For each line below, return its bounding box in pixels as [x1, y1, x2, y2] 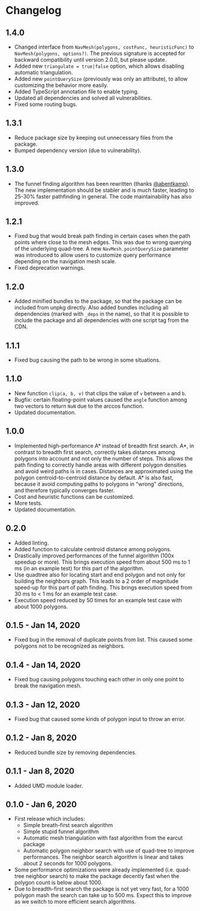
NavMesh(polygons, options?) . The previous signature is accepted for [14, 50, 186, 57]
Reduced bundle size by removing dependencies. [14, 748, 137, 756]
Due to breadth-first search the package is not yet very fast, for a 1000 [14, 885, 189, 892]
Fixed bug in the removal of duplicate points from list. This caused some [14, 636, 193, 644]
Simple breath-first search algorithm [23, 822, 113, 829]
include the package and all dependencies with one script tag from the [14, 317, 189, 324]
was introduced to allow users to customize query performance [14, 251, 171, 258]
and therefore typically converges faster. [14, 486, 115, 494]
